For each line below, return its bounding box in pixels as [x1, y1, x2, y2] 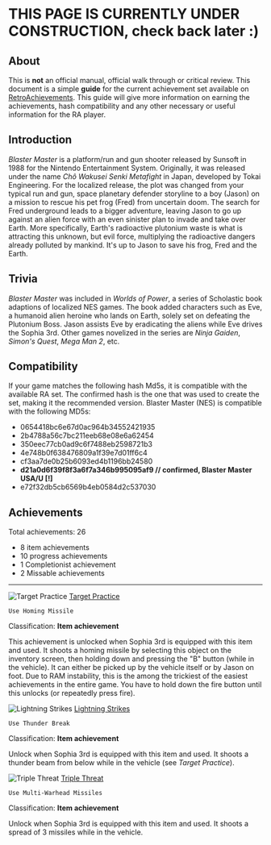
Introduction [8, 133, 73, 147]
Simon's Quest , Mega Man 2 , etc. [8, 336, 120, 346]
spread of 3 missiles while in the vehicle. [8, 827, 144, 837]
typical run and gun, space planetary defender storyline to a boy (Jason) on [8, 189, 261, 198]
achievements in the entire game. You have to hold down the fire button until [8, 680, 262, 689]
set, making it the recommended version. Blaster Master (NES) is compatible [8, 398, 262, 408]
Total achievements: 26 [8, 527, 86, 537]
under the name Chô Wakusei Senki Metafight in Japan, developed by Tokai [8, 171, 261, 181]
